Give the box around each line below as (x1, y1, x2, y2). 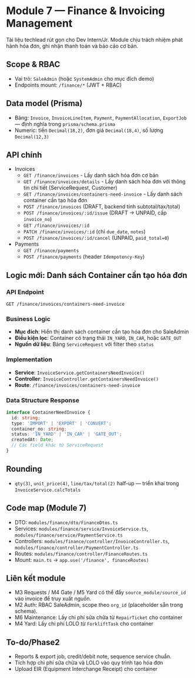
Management (6, 16, 73, 30)
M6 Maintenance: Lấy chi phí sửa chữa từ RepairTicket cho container (14, 614, 183, 621)
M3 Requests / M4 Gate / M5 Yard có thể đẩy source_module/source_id (14, 589, 186, 596)
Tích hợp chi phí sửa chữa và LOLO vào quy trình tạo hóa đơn (14, 659, 163, 666)
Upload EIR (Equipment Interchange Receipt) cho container (14, 666, 158, 673)
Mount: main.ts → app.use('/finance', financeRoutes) (14, 556, 149, 563)
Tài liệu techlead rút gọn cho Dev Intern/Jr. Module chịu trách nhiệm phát (6, 36, 183, 43)
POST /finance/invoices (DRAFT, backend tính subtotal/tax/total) (23, 203, 181, 210)
